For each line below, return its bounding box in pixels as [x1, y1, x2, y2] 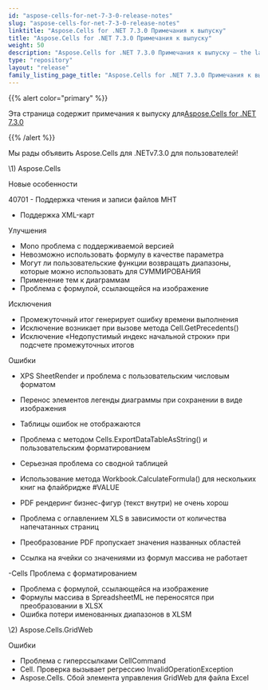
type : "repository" [8, 57, 73, 65]
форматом [19, 379, 56, 389]
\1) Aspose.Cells [8, 163, 61, 173]
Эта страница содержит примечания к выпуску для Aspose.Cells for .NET [8, 109, 257, 118]
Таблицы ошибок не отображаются [19, 419, 141, 429]
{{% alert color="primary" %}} [8, 93, 108, 102]
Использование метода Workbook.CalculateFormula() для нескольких [19, 473, 257, 484]
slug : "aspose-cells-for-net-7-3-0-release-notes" [8, 19, 180, 27]
